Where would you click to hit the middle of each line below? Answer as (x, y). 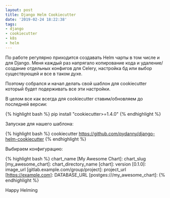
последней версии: (26, 104)
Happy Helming (22, 190)
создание (16, 68)
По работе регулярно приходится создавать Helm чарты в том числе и (82, 57)
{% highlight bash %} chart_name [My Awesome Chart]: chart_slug (76, 158)
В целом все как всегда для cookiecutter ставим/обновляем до (74, 98)
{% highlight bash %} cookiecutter (41, 134)
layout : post (19, 10)
